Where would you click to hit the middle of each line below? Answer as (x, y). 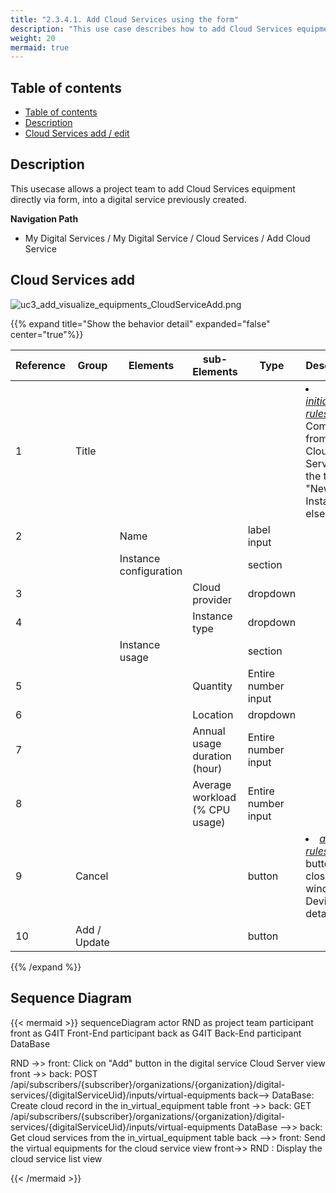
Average (212, 784)
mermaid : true (40, 47)
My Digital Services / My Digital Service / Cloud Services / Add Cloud (167, 238)
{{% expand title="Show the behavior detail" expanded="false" (140, 323)
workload (214, 797)
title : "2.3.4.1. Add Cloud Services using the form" (125, 19)
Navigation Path (44, 218)
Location (213, 714)
